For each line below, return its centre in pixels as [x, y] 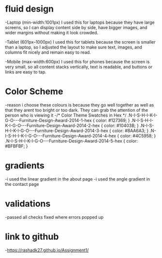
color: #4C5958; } [138, 136]
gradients [25, 166]
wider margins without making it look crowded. [52, 32]
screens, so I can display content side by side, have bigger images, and [76, 27]
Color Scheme [34, 92]
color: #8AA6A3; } [130, 130]
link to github [32, 236]
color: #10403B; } [121, 125]
